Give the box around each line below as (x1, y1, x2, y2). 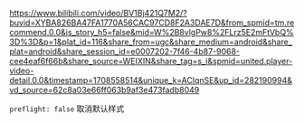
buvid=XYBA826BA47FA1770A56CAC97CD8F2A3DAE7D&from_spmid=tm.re (9, 17, 295, 28)
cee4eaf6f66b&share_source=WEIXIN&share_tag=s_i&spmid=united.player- (9, 56, 293, 66)
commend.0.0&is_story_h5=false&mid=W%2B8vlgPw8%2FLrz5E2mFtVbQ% (9, 27, 294, 37)
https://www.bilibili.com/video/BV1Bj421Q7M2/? (9, 8, 187, 18)
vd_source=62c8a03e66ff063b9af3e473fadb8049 (9, 85, 200, 95)
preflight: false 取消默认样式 (9, 103, 125, 114)
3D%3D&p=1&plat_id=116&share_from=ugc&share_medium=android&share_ (9, 36, 292, 47)
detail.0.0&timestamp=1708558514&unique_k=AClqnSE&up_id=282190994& (9, 75, 292, 85)
